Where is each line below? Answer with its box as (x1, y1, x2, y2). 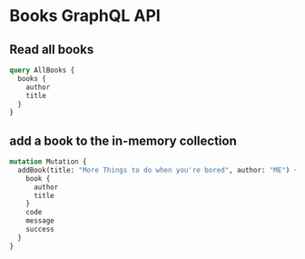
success (25, 224, 54, 234)
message (25, 216, 54, 225)
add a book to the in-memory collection (9, 133, 238, 148)
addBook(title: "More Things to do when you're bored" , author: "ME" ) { (17, 165, 299, 174)
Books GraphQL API (9, 5, 161, 26)
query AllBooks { (9, 65, 75, 75)
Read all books (9, 42, 94, 57)
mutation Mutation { (9, 157, 88, 166)
